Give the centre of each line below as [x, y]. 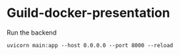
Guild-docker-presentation [89, 13]
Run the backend [32, 32]
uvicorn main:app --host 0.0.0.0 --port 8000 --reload [90, 45]
